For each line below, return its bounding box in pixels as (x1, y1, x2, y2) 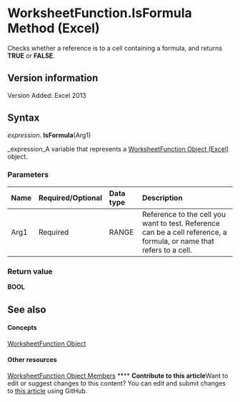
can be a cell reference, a (141, 227, 227, 237)
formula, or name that (141, 236, 214, 246)
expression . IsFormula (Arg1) (7, 131, 91, 139)
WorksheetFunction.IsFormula (7, 5, 193, 21)
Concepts (7, 323, 37, 332)
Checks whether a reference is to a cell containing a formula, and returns (7, 44, 223, 52)
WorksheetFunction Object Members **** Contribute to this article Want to (7, 371, 229, 380)
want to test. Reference (141, 218, 220, 228)
